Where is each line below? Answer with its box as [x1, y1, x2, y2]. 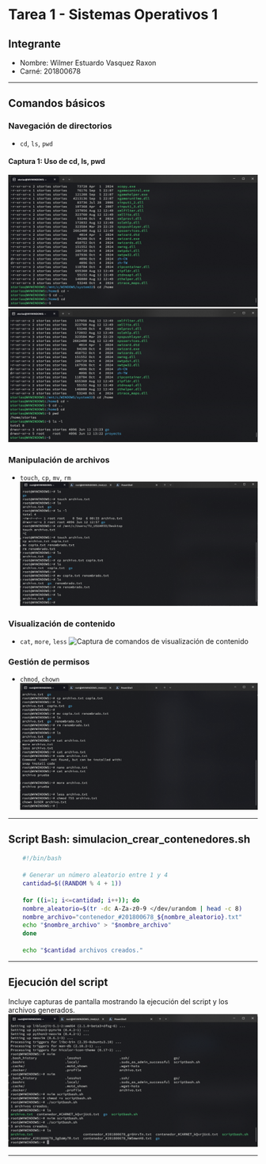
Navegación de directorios [8, 120, 112, 131]
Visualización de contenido [8, 618, 116, 630]
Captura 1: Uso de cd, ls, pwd [8, 157, 105, 166]
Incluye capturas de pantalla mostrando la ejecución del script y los [8, 996, 229, 1006]
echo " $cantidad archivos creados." [22, 946, 144, 955]
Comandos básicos [8, 97, 105, 110]
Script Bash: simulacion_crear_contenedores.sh [8, 833, 251, 846]
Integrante [8, 37, 61, 51]
